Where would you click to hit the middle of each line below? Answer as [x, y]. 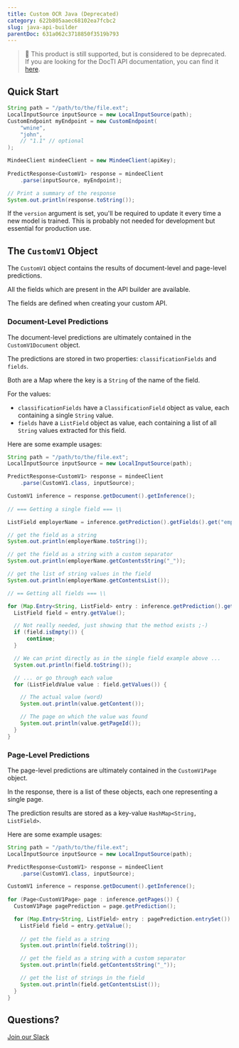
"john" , [31, 135]
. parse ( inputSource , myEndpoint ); [71, 180]
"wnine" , [33, 128]
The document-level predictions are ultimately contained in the [100, 337]
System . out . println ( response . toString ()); [71, 200]
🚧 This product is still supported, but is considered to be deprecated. [126, 54]
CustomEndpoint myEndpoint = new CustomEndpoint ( [83, 121]
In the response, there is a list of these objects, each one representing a [113, 792]
